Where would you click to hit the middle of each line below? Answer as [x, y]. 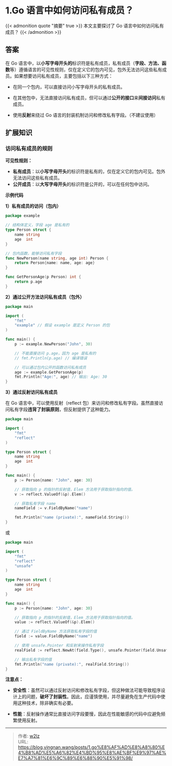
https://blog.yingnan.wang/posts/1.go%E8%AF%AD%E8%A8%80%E [91, 747]
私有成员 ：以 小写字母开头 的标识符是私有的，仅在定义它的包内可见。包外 [89, 172]
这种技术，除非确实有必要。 [46, 703]
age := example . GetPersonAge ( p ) [49, 372]
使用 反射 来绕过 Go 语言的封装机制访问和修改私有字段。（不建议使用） [85, 115]
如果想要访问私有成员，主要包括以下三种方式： [63, 76]
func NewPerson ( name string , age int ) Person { [57, 258]
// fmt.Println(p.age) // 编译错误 [51, 358]
